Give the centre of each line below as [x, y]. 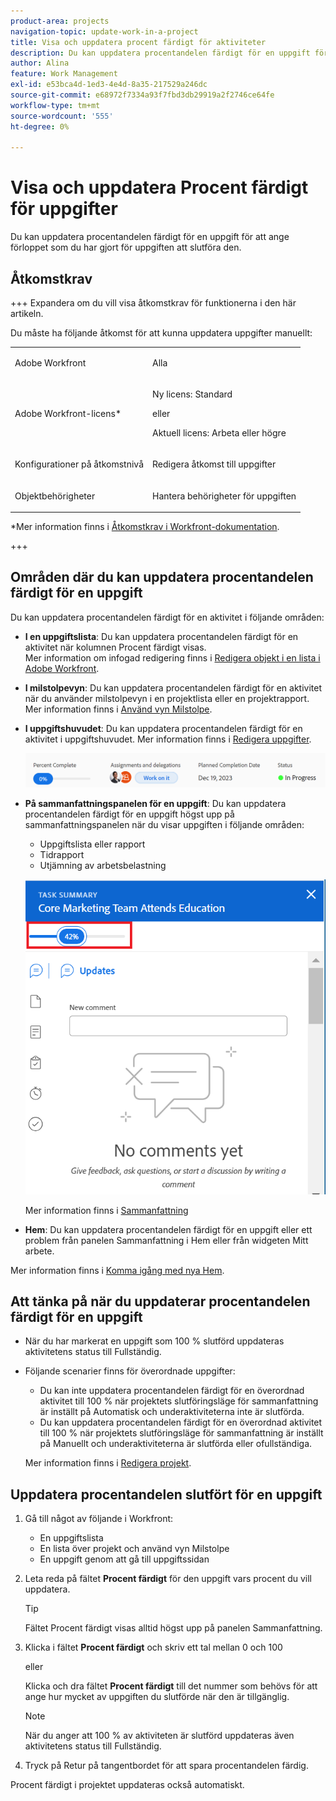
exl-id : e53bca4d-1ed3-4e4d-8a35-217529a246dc [109, 85]
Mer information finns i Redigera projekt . [108, 1463]
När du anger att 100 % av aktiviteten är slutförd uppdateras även [159, 1736]
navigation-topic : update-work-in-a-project [104, 31]
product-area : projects [60, 21]
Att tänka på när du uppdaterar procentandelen [160, 1301]
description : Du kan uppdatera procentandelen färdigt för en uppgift [160, 53]
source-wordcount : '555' [62, 116]
